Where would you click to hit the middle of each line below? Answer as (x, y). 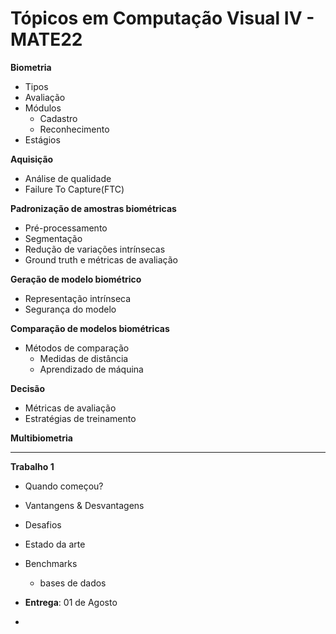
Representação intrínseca (78, 298)
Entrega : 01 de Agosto (71, 602)
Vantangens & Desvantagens (84, 505)
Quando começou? (64, 486)
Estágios (42, 139)
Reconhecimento (74, 129)
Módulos (43, 108)
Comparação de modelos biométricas (90, 328)
